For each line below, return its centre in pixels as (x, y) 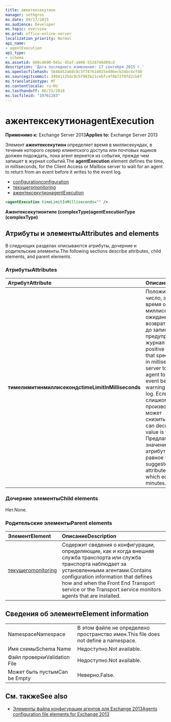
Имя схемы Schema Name (39, 648)
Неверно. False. (96, 675)
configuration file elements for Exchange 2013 (61, 714)
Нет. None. (16, 509)
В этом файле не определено (113, 627)
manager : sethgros (25, 15)
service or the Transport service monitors (111, 589)
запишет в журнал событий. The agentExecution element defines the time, (85, 161)
